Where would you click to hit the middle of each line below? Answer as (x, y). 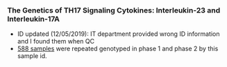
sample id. (32, 56)
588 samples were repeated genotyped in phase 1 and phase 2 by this (118, 49)
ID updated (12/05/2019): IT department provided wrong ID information (118, 34)
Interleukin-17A (34, 19)
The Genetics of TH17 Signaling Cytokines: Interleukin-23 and (114, 10)
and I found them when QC (56, 41)
